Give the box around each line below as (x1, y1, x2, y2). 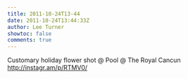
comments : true (7, 37, 52, 44)
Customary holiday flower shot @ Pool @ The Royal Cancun (7, 56, 181, 64)
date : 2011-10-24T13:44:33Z (7, 17, 90, 24)
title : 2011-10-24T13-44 (7, 10, 80, 18)
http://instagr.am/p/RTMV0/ (7, 63, 88, 72)
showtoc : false (7, 30, 52, 37)
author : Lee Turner (7, 23, 65, 30)
